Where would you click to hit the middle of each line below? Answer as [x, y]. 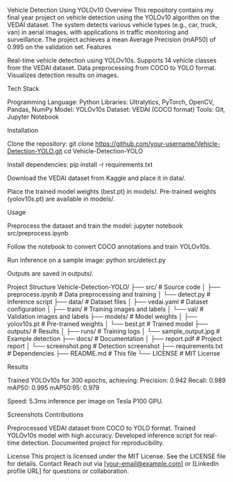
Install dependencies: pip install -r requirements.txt [80, 165]
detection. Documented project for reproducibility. [93, 443]
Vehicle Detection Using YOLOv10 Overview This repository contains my [110, 10]
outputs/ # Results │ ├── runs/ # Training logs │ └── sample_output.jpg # [114, 331]
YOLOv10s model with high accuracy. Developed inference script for [105, 435]
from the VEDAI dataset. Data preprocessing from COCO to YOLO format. [112, 68]
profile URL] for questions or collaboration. [68, 471]
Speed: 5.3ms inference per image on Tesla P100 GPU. [85, 401]
